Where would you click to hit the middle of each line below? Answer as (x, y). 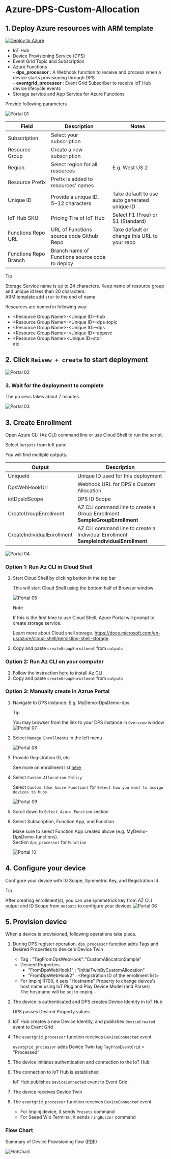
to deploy (62, 263)
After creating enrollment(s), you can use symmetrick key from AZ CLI (79, 900)
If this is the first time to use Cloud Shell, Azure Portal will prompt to (83, 618)
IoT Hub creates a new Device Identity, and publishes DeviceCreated (84, 1021)
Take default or (130, 230)
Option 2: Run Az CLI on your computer (55, 662)
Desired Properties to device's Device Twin (58, 949)
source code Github (74, 236)
